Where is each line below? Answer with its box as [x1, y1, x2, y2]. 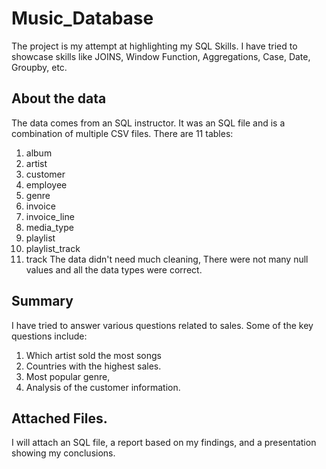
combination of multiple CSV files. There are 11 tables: [11, 127, 234, 139]
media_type [25, 221, 74, 233]
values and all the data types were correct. [25, 263, 203, 276]
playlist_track [25, 242, 81, 254]
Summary [11, 293, 74, 310]
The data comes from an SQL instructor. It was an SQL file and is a [11, 117, 286, 129]
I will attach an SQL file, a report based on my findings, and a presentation [11, 437, 317, 449]
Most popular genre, [25, 370, 111, 382]
